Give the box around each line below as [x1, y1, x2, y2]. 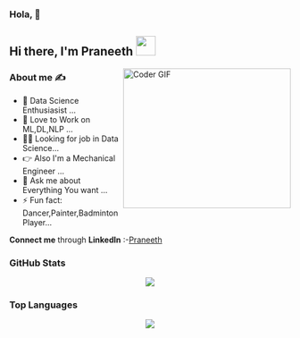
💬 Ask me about [21, 174, 81, 186]
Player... [21, 216, 53, 227]
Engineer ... [21, 165, 65, 176]
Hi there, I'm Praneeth [9, 44, 134, 59]
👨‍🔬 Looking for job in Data [21, 133, 119, 144]
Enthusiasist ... [21, 105, 77, 115]
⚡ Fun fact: [21, 194, 62, 205]
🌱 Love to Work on [21, 114, 91, 124]
